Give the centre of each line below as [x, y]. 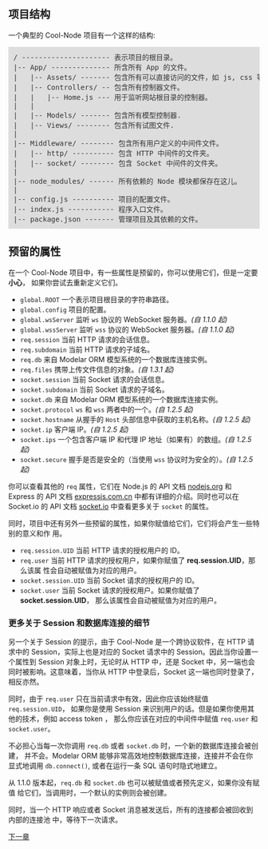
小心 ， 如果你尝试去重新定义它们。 [65, 282]
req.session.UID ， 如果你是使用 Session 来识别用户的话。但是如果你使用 [128, 708]
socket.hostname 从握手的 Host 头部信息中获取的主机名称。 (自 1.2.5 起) [135, 419]
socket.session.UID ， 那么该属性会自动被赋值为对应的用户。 [120, 600]
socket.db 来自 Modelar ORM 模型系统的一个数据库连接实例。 [121, 399]
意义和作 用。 [44, 533]
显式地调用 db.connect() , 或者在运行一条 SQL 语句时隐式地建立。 [115, 765]
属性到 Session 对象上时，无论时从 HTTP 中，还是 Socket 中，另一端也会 [135, 661]
